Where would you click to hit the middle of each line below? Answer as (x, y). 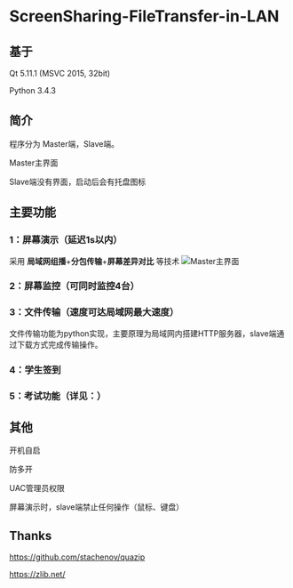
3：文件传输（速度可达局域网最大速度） (94, 312)
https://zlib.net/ (37, 575)
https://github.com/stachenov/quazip (77, 557)
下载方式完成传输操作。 (59, 344)
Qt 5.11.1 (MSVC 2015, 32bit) (60, 73)
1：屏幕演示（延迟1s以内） (66, 240)
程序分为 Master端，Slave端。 (64, 143)
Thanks (31, 536)
